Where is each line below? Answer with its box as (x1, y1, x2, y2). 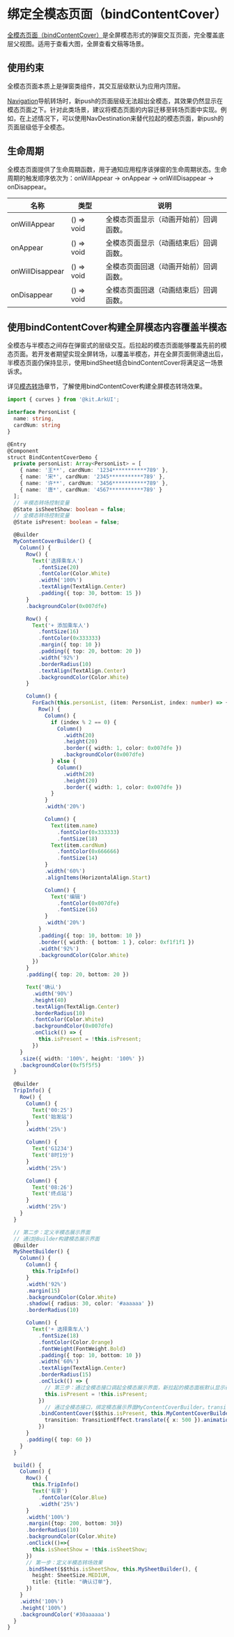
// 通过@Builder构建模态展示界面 (13, 1235, 100, 1243)
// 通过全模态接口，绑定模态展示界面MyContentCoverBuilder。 (44, 1404, 208, 1411)
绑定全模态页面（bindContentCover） (7, 6, 227, 22)
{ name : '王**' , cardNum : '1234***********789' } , (19, 467, 169, 474)
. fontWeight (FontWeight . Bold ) (38, 1345, 127, 1352)
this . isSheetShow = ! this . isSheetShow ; (32, 1546, 148, 1553)
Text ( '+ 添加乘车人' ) (32, 622, 90, 629)
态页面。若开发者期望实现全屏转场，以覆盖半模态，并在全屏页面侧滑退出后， (7, 350, 227, 358)
